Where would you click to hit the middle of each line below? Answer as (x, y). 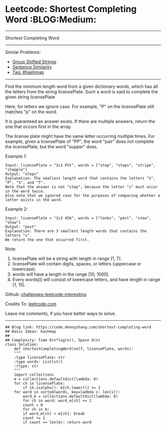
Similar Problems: (23, 52)
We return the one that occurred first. (47, 240)
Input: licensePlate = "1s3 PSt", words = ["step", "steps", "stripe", (80, 165)
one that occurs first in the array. (39, 127)
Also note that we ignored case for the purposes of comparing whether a (83, 195)
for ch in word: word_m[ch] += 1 (57, 401)
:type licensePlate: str (40, 357)
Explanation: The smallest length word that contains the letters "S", (80, 178)
